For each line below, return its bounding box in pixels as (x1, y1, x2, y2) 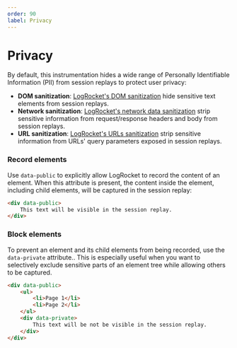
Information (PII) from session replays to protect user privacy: (7, 79, 187, 87)
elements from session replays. (17, 100, 110, 108)
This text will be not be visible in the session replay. (33, 321, 207, 328)
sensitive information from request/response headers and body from (17, 115, 218, 123)
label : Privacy (7, 17, 52, 24)
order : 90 (7, 10, 37, 18)
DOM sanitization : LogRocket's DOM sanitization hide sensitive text (17, 92, 216, 100)
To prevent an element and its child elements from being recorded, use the (7, 245, 225, 254)
